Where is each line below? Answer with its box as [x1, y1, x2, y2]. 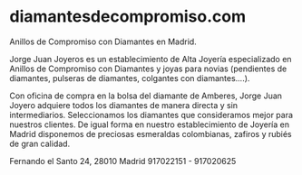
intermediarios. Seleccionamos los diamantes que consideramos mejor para [9, 109, 293, 120]
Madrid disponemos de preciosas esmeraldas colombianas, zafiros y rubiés [9, 128, 292, 139]
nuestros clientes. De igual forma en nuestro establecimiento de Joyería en [9, 119, 290, 130]
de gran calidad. [9, 138, 71, 149]
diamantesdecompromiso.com [9, 6, 247, 27]
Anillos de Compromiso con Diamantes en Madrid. [9, 36, 197, 47]
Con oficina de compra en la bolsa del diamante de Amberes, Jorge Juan [9, 90, 283, 101]
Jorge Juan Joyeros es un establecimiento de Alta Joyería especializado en [9, 53, 292, 64]
